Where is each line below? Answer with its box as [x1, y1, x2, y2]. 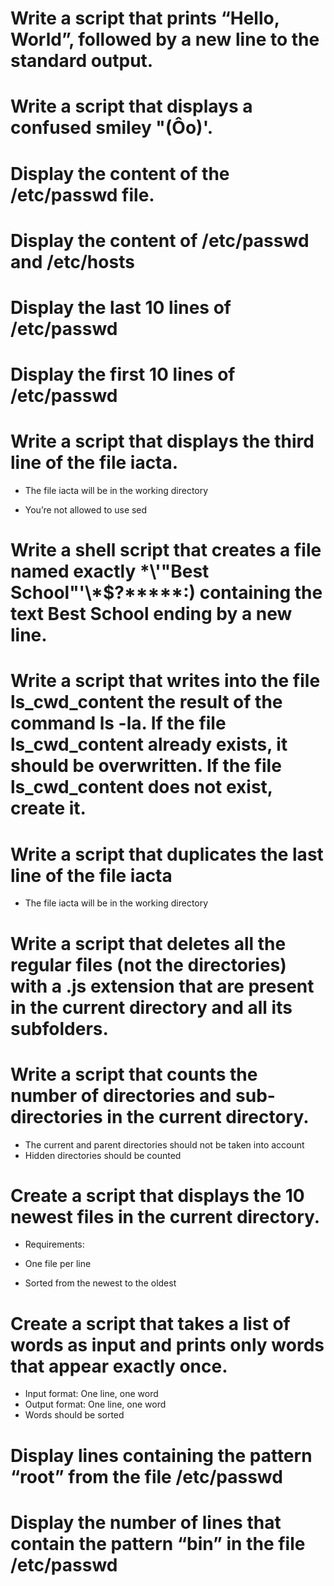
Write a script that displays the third [10, 430, 315, 453]
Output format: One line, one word [24, 1398, 167, 1411]
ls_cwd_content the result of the [10, 691, 283, 714]
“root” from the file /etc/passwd [10, 1465, 283, 1488]
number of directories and [10, 1084, 232, 1107]
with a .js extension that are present [10, 975, 315, 997]
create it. [10, 797, 87, 820]
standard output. [10, 50, 154, 72]
